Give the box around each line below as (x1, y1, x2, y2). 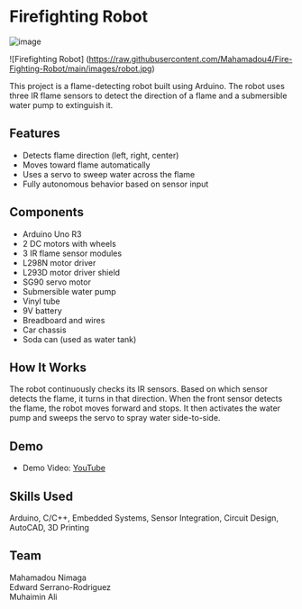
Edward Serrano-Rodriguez (9, 581, 111, 592)
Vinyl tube (22, 295, 60, 306)
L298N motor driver (22, 257, 96, 268)
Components (9, 205, 84, 220)
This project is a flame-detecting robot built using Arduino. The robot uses (9, 80, 286, 91)
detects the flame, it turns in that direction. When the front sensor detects (9, 394, 283, 404)
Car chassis (22, 324, 67, 335)
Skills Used (9, 488, 74, 504)
